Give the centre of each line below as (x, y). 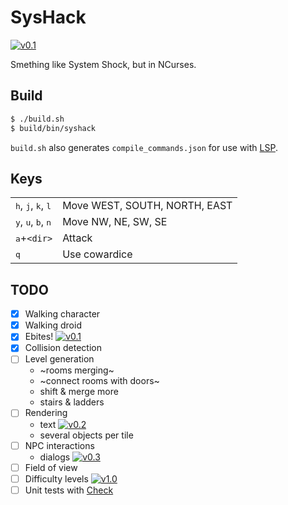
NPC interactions (59, 445)
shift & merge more (79, 392)
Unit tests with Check (69, 490)
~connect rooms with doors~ (99, 381)
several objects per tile (86, 435)
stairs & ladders (72, 402)
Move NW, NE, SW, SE (115, 222)
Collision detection (63, 348)
